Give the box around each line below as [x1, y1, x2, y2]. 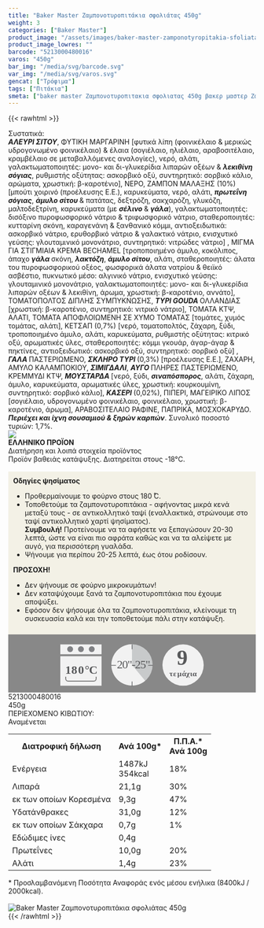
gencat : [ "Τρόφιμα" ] [8, 77, 76, 85]
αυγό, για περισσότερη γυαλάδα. [24, 542, 134, 551]
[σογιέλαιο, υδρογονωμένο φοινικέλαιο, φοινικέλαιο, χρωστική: [8, 397, 218, 406]
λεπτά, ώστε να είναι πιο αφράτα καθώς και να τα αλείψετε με [24, 533, 232, 543]
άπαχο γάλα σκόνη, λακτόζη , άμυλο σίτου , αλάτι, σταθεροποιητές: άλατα [8, 254, 255, 264]
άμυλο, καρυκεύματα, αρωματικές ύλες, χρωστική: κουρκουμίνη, [8, 379, 222, 390]
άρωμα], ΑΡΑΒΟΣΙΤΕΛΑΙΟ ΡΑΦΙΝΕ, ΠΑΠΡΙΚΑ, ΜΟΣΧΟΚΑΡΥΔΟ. [46, 405, 251, 414]
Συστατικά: [8, 129, 45, 139]
